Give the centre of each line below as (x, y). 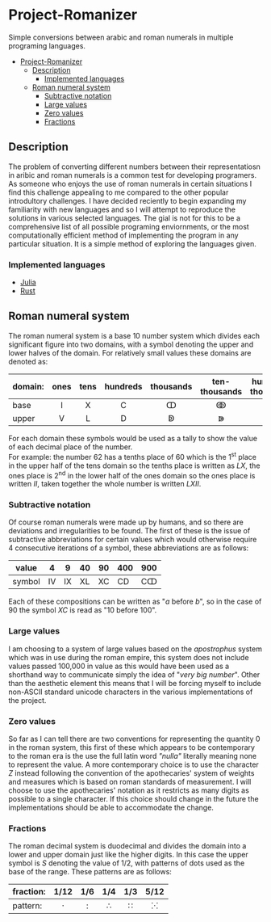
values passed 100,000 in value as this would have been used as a (119, 666)
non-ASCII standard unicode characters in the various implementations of (131, 692)
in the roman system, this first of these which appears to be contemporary (132, 747)
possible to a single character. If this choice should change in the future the (134, 799)
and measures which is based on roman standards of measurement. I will (130, 782)
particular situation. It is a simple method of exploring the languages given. (132, 243)
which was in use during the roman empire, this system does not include (129, 657)
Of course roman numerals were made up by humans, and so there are (126, 522)
